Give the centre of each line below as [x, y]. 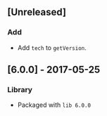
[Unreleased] [37, 12]
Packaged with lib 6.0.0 [54, 105]
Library [20, 90]
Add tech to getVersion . [52, 47]
